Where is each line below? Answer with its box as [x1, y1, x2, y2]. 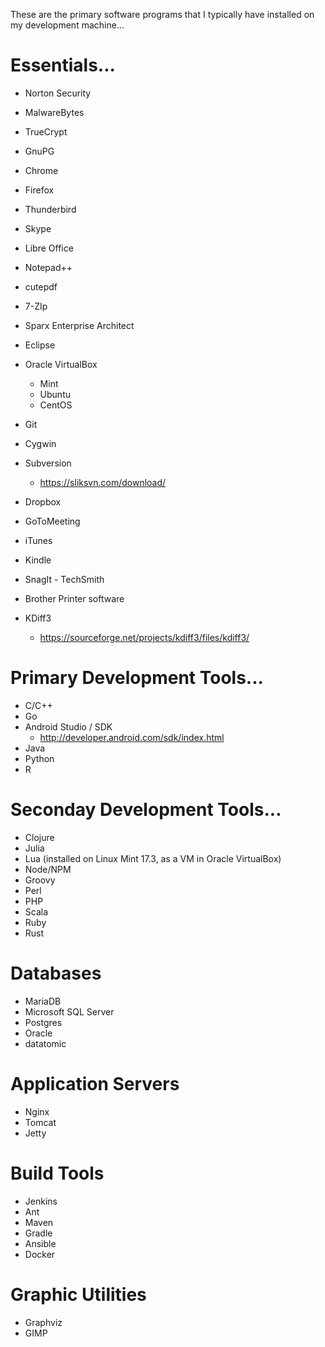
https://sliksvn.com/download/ [39, 476, 167, 488]
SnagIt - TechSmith [24, 573, 105, 585]
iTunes [24, 534, 53, 546]
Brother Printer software [24, 592, 125, 604]
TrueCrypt [24, 125, 68, 138]
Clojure [24, 831, 55, 843]
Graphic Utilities [10, 1283, 147, 1306]
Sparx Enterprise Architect [24, 319, 135, 331]
